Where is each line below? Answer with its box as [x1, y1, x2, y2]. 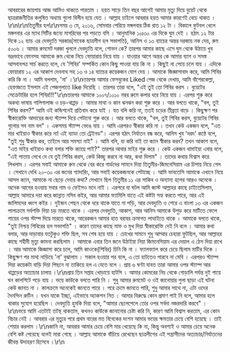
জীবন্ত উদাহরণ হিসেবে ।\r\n [8, 338, 65, 346]
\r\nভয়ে [8, 307, 26, 315]
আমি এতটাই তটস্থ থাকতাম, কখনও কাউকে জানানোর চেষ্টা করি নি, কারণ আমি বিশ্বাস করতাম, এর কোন [27, 307, 220, 315]
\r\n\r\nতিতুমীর [8, 21, 42, 30]
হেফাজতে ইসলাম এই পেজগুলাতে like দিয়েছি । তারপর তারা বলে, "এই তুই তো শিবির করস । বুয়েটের [8, 83, 205, 91]
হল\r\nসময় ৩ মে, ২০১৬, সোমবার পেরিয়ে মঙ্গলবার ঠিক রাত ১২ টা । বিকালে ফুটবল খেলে [42, 21, 216, 30]
